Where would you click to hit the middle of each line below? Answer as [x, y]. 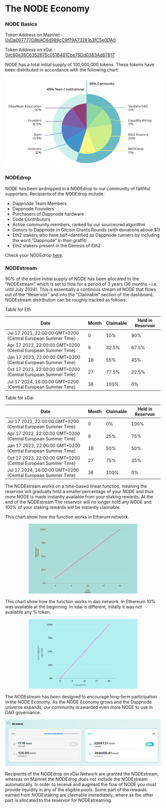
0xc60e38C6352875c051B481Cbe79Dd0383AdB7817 [60, 55]
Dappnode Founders [33, 208]
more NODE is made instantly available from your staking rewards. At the [79, 497]
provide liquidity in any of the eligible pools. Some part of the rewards [76, 790]
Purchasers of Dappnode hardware [48, 214]
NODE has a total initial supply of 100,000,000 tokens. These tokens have [80, 64]
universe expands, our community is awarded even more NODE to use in [79, 707]
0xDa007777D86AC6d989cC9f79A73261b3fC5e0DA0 [61, 40]
